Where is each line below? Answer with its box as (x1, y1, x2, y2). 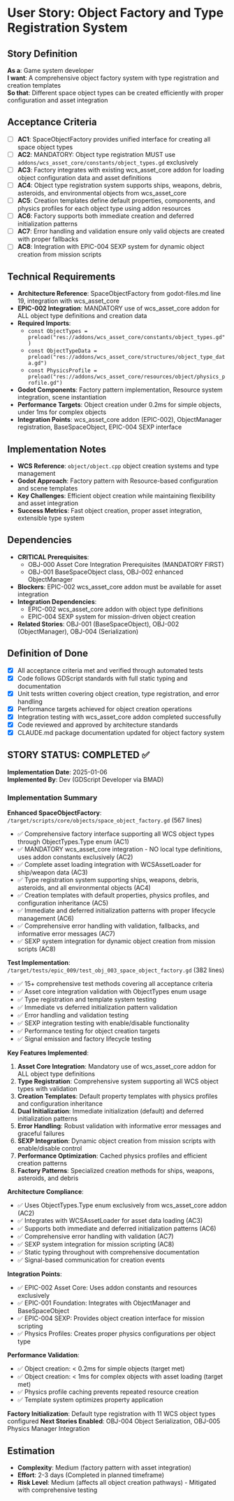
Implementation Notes (7, 443, 107, 455)
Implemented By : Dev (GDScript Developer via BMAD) (7, 775, 164, 783)
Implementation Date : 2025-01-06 (7, 767, 108, 776)
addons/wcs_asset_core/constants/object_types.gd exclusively (17, 158, 198, 166)
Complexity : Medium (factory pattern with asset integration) (17, 1463, 192, 1472)
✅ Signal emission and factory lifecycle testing (17, 1035, 152, 1043)
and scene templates (17, 484, 78, 492)
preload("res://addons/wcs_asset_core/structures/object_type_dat (27, 354, 226, 361)
